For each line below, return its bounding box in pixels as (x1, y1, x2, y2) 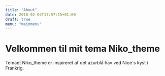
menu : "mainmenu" (5, 21, 42, 27)
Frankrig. (5, 65, 24, 71)
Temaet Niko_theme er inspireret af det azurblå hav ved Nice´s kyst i (5, 60, 148, 66)
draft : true (5, 17, 30, 22)
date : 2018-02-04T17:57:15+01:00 (5, 12, 76, 17)
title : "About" (5, 7, 38, 13)
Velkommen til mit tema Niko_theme (5, 43, 160, 54)
